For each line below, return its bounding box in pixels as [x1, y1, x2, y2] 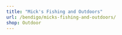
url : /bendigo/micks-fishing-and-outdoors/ [6, 14, 117, 20]
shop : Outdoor [6, 20, 42, 26]
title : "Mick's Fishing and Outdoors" [6, 8, 103, 15]
